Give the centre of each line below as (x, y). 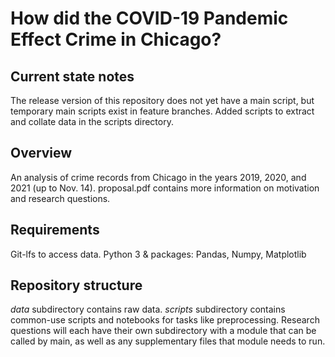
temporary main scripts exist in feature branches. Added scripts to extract (162, 111)
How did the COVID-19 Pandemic (149, 18)
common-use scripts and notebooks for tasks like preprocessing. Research (165, 320)
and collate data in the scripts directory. (92, 121)
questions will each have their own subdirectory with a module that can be (163, 331)
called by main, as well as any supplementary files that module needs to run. (168, 341)
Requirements (55, 230)
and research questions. (60, 198)
